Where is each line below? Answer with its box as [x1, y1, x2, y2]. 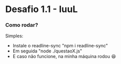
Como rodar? [5, 22, 38, 29]
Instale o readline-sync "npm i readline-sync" [12, 43, 108, 49]
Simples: [5, 33, 24, 39]
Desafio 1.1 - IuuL [5, 4, 78, 15]
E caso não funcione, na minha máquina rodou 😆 [12, 53, 116, 59]
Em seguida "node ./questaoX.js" [12, 48, 82, 54]
